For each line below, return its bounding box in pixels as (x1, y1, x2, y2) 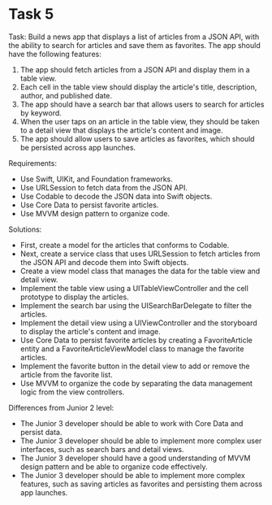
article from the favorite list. (19, 369, 114, 379)
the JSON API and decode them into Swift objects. (19, 257, 189, 267)
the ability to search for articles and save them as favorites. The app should (8, 40, 261, 50)
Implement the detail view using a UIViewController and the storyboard (19, 318, 257, 328)
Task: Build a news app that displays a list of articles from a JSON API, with (8, 32, 260, 41)
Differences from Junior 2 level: (8, 403, 114, 412)
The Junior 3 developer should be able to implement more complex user (19, 436, 262, 446)
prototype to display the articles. (19, 292, 129, 302)
